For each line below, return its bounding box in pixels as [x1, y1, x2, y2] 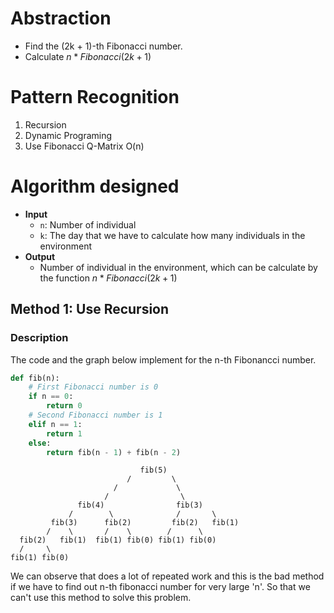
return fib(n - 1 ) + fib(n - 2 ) [46, 447, 182, 457]
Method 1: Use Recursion [10, 301, 170, 318]
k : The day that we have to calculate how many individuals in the [39, 229, 306, 241]
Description [10, 331, 69, 345]
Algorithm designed [10, 175, 180, 198]
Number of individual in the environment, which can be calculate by [39, 261, 318, 273]
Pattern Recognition [10, 86, 180, 109]
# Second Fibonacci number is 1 [28, 410, 163, 420]
